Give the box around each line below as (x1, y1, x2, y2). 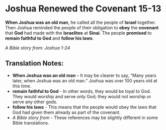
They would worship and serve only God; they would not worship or (12, 93, 152, 99)
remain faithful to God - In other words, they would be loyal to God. (12, 88, 151, 94)
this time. (12, 83, 31, 89)
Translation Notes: (5, 59, 64, 67)
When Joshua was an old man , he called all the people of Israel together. (5, 19, 157, 25)
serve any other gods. (12, 99, 58, 105)
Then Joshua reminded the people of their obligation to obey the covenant (5, 24, 159, 30)
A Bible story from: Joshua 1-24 (5, 45, 71, 51)
